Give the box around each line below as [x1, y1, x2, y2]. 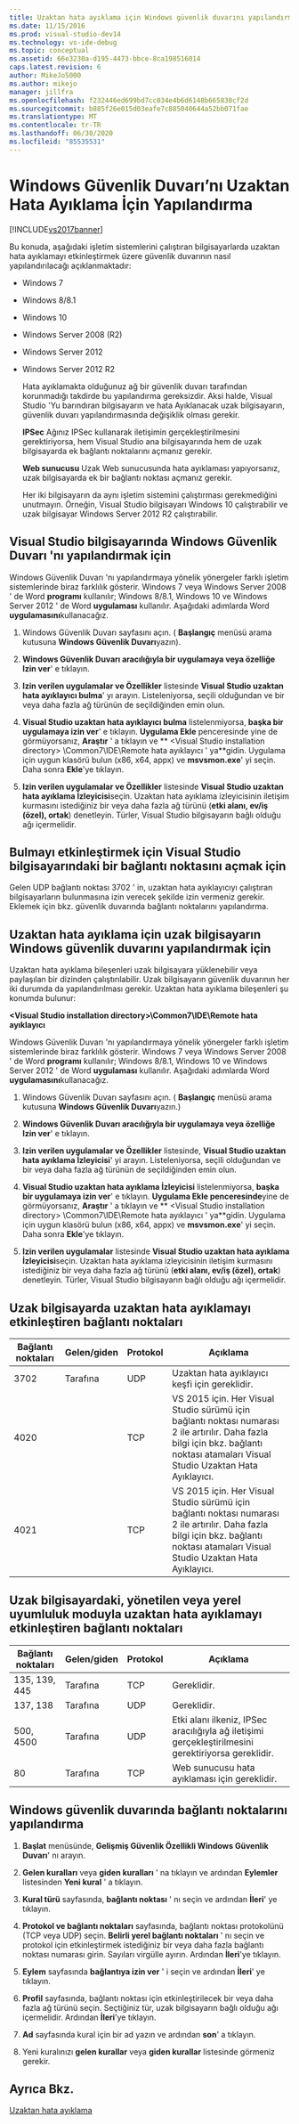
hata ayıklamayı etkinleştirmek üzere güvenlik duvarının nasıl [9, 250, 231, 261]
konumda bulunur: [9, 993, 77, 1004]
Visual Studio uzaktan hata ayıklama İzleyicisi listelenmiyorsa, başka [21, 1182, 280, 1192]
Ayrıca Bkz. [9, 2081, 75, 2096]
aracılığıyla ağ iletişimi [172, 1724, 264, 1737]
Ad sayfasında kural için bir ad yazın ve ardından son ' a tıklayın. [21, 2029, 256, 2039]
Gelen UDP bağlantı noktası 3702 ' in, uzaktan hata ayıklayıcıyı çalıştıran [9, 883, 273, 893]
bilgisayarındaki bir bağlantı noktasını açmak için [9, 859, 287, 874]
